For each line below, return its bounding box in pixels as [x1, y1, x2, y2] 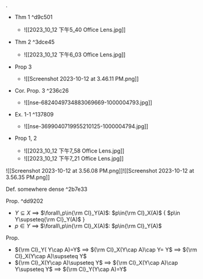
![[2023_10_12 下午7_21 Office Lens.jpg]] [23, 155, 124, 162]
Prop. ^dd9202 [6, 197, 44, 204]
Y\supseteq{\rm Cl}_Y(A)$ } [14, 216, 85, 223]
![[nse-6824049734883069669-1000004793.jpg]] [23, 99, 153, 106]
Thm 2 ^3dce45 [14, 39, 55, 45]
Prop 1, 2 [14, 134, 37, 142]
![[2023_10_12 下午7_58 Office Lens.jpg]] [23, 147, 125, 155]
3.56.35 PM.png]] [6, 174, 50, 181]
